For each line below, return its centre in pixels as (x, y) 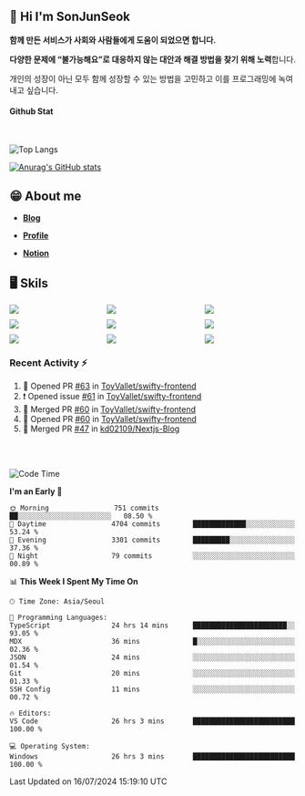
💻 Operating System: (50, 747)
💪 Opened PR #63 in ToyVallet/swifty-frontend (110, 386)
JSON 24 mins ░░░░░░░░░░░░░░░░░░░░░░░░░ (152, 657)
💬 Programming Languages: (58, 618)
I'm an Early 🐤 (36, 491)
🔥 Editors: (30, 713)
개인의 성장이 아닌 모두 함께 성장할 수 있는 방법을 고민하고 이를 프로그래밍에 (143, 78)
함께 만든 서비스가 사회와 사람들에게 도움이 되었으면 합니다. (113, 40)
